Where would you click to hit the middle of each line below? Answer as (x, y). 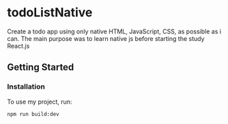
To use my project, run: (40, 102)
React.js (18, 46)
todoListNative (50, 13)
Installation (26, 87)
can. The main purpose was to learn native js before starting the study (106, 38)
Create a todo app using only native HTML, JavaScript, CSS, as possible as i (114, 31)
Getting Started (41, 67)
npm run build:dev (33, 114)
